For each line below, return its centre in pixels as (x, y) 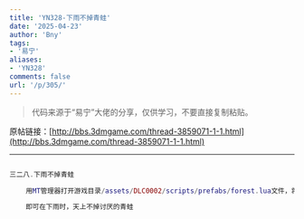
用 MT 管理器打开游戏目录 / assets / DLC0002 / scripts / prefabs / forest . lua (148, 191)
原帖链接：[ (31, 131)
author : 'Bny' (36, 34)
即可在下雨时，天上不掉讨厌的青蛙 (80, 207)
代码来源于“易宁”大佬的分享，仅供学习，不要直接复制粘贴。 (142, 112)
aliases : (26, 60)
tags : (19, 43)
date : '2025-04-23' (46, 26)
